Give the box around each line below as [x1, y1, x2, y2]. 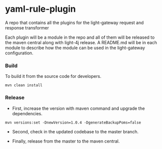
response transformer [5, 25, 49, 30]
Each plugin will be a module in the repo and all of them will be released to [5, 34, 155, 40]
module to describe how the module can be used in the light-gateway [5, 45, 145, 50]
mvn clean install [5, 83, 43, 88]
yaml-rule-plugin [5, 3, 76, 15]
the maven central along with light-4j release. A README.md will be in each [5, 39, 158, 45]
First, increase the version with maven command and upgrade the [12, 105, 145, 111]
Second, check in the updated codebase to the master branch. [12, 128, 139, 134]
